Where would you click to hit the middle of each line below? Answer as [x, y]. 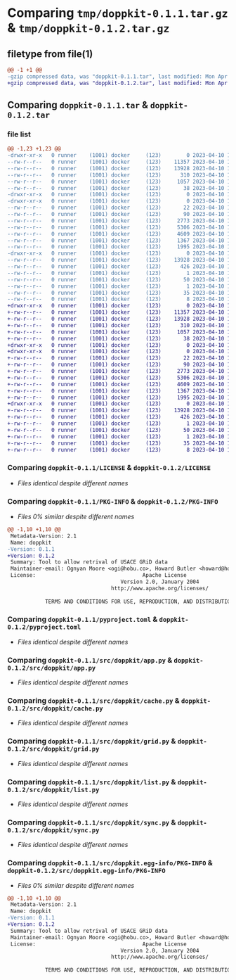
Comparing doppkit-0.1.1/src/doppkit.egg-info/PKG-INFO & [110, 863]
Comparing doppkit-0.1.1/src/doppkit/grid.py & [92, 742]
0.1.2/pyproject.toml [44, 627]
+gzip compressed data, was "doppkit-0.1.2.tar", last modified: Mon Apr [118, 83]
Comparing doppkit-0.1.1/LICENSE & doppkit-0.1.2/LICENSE [109, 468]
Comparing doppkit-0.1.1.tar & [78, 105]
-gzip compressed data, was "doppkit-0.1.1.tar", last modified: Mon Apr [118, 76]
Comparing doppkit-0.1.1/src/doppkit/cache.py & [94, 701]
